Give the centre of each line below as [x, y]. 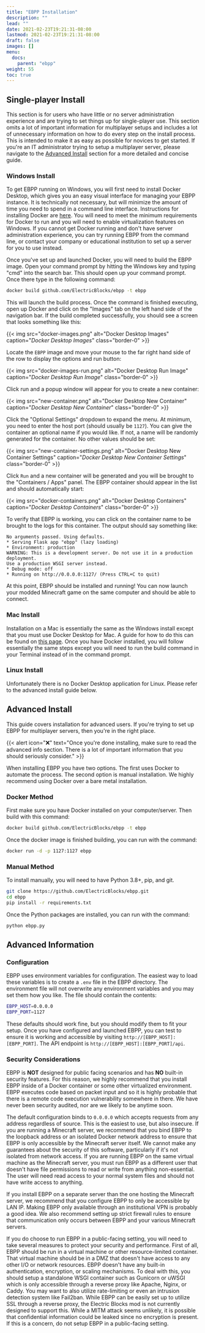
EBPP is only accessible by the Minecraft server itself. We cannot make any [101, 1143]
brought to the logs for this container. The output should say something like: [102, 526]
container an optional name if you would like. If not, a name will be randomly [102, 433]
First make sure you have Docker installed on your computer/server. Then [99, 810]
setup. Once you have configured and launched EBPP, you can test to [94, 1030]
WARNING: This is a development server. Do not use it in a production [99, 553]
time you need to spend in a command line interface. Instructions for [93, 209]
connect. [17, 599]
